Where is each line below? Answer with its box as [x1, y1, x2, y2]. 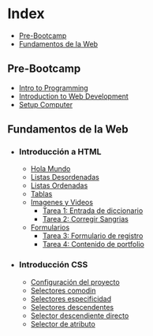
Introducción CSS [18, 259, 88, 271]
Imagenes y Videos [30, 198, 94, 207]
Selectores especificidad [30, 293, 112, 304]
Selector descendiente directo [30, 311, 129, 320]
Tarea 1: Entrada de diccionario [42, 206, 144, 215]
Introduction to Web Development [18, 91, 129, 101]
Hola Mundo [30, 164, 71, 174]
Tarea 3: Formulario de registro [42, 231, 144, 241]
